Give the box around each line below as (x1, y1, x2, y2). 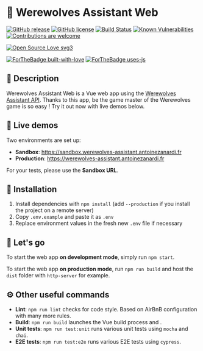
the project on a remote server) (15, 207, 94, 214)
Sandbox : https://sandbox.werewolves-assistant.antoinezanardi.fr (15, 148, 182, 155)
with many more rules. (15, 312, 71, 319)
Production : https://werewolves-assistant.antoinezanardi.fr (15, 155, 165, 162)
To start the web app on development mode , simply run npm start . (6, 253, 175, 261)
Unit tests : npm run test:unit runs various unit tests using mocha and (15, 325, 188, 332)
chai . (15, 331, 29, 339)
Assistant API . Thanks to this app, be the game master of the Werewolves (6, 96, 191, 103)
